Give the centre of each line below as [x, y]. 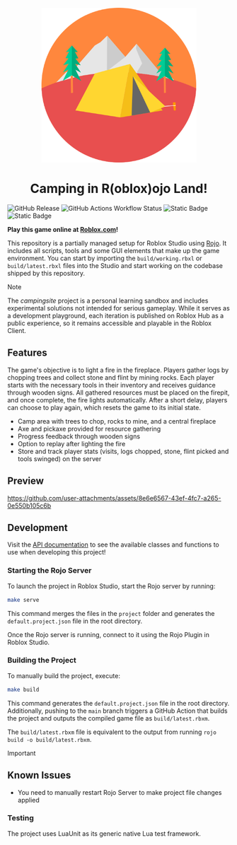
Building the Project [42, 660]
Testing [21, 818]
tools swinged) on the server [59, 459]
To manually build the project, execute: [64, 675]
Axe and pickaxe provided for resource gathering [89, 429]
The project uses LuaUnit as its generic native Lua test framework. [104, 833]
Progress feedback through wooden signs [79, 436]
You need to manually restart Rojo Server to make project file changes [120, 792]
